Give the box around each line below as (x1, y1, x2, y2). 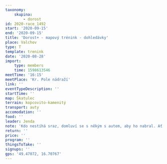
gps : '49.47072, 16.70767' (5, 151, 62, 156)
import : (5, 58, 22, 63)
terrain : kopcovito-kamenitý (5, 100, 66, 105)
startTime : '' (5, 91, 35, 96)
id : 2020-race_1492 (5, 21, 46, 26)
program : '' (5, 137, 30, 142)
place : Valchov (5, 40, 37, 45)
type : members (14, 63, 44, 68)
